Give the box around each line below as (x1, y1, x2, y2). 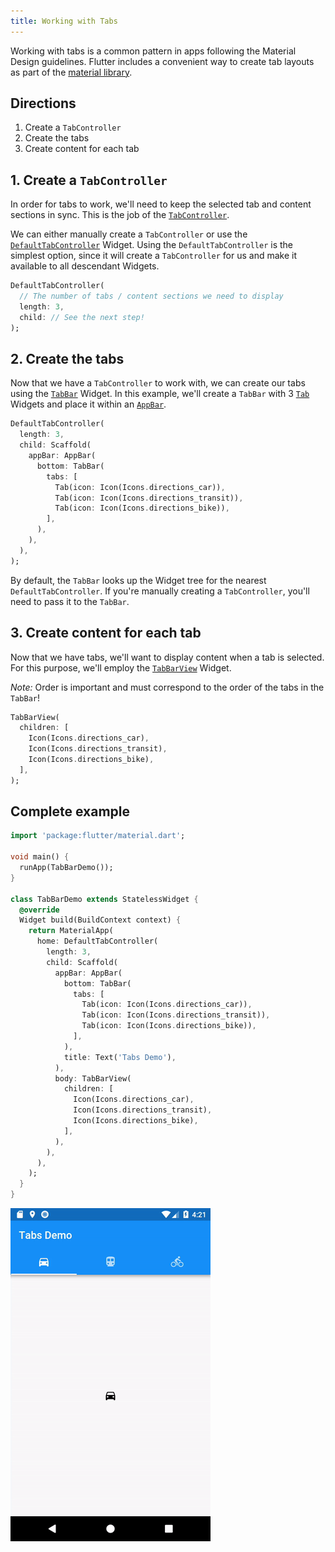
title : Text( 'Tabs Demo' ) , (63, 1052, 177, 1062)
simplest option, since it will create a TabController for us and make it (10, 250, 298, 262)
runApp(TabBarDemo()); (19, 863, 114, 873)
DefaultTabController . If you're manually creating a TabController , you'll (10, 585, 310, 597)
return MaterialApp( (28, 926, 114, 936)
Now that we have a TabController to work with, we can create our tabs (10, 377, 306, 389)
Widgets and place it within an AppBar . (10, 398, 167, 410)
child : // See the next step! (19, 312, 145, 322)
